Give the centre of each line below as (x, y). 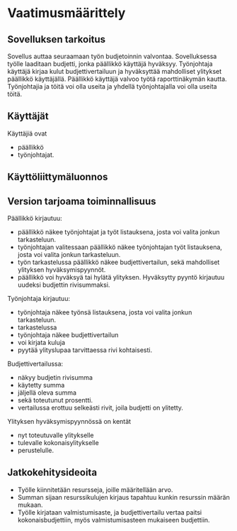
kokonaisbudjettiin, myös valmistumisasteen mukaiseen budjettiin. (114, 520)
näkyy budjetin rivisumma (55, 378)
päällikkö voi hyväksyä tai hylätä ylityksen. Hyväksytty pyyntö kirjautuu (121, 278)
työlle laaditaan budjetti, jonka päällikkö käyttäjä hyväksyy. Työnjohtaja (110, 64)
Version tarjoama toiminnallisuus (82, 201)
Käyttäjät (28, 116)
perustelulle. (36, 450)
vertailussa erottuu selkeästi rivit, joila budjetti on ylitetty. (100, 408)
